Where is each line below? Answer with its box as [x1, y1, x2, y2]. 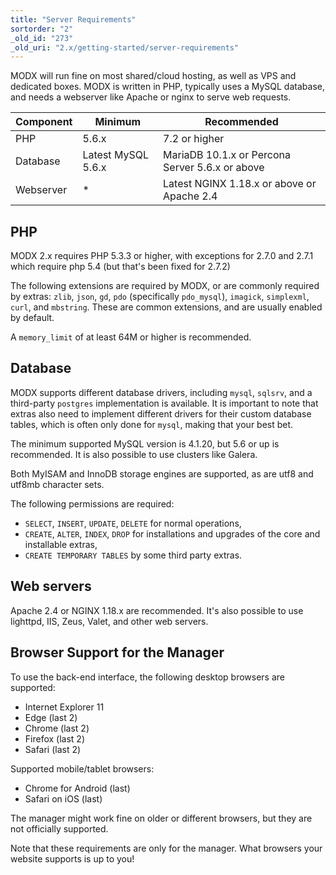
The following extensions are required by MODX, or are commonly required [10, 280, 320, 292]
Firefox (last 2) [24, 732, 85, 745]
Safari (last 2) [24, 743, 82, 755]
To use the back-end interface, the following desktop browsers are [10, 671, 285, 683]
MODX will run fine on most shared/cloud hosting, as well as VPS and [10, 70, 297, 82]
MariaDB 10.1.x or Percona [163, 148, 291, 162]
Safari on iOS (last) [24, 792, 103, 805]
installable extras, [24, 538, 98, 550]
